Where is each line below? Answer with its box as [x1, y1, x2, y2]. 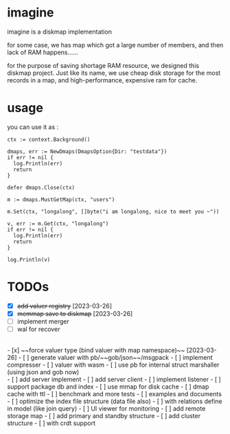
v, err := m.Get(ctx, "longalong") [7, 220, 109, 227]
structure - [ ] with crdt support [7, 419, 96, 427]
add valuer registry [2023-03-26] [16, 301, 112, 310]
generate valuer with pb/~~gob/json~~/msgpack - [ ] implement [30, 354, 213, 362]
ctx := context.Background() [7, 136, 91, 143]
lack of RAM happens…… [7, 48, 78, 56]
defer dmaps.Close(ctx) [7, 184, 76, 191]
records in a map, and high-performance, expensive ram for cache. [7, 76, 198, 84]
